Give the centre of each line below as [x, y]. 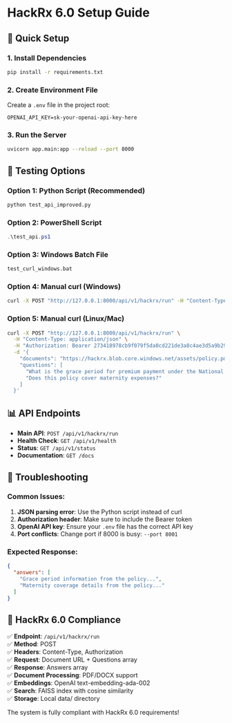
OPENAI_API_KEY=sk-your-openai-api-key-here [72, 118]
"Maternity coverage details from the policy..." [93, 585]
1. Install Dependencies [47, 58]
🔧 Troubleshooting [48, 477]
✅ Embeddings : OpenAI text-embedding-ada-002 [79, 683]
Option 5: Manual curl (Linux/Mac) [66, 319]
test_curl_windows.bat [40, 269]
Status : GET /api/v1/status [56, 448]
